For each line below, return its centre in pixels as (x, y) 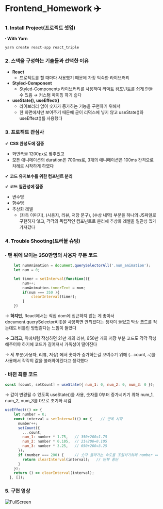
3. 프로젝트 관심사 (25, 132)
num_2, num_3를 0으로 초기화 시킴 (38, 401)
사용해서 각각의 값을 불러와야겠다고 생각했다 (47, 361)
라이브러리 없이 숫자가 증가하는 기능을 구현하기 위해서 (70, 106)
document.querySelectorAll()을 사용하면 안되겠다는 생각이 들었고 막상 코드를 (78, 322)
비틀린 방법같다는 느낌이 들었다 (47, 328)
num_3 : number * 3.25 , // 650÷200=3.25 (65, 446)
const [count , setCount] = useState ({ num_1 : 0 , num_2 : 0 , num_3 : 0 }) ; (80, 385)
